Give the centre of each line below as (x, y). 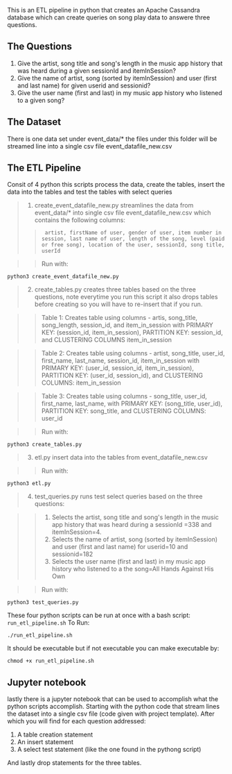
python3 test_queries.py (43, 603)
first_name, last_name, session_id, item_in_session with (120, 361)
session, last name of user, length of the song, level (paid (133, 239)
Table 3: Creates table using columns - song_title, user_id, (124, 396)
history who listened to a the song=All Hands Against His (133, 569)
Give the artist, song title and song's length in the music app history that (120, 63)
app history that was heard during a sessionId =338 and (132, 525)
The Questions (40, 47)
